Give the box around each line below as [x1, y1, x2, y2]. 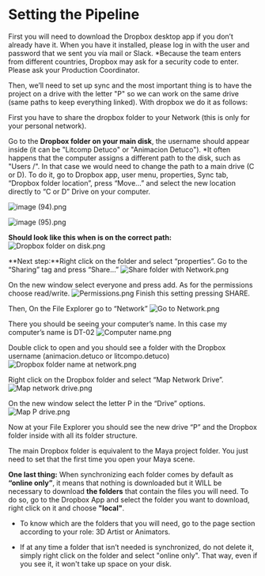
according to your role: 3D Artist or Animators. [19, 527, 171, 536]
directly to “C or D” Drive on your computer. [8, 186, 151, 196]
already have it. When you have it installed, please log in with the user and [8, 40, 250, 49]
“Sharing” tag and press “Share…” [8, 265, 119, 274]
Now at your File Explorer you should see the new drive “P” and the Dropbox [8, 422, 257, 431]
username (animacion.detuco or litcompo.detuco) [8, 351, 170, 360]
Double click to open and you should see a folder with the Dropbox [8, 342, 226, 352]
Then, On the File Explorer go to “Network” [8, 303, 148, 313]
